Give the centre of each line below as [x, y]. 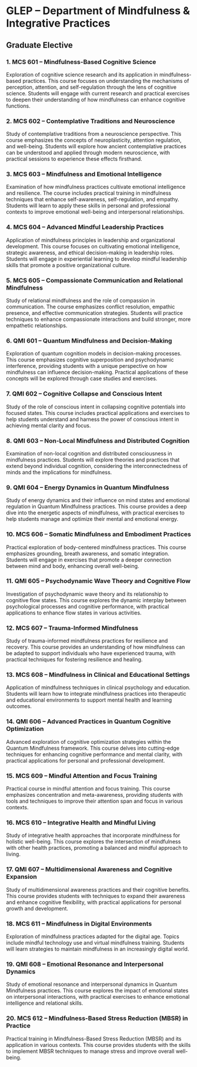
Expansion [21, 877]
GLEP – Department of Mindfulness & [98, 11]
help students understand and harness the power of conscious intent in [93, 419]
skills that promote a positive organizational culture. [69, 265]
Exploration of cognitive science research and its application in [82, 74]
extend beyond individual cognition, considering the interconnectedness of [97, 466]
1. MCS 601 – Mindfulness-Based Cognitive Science [81, 62]
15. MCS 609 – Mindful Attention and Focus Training [82, 776]
